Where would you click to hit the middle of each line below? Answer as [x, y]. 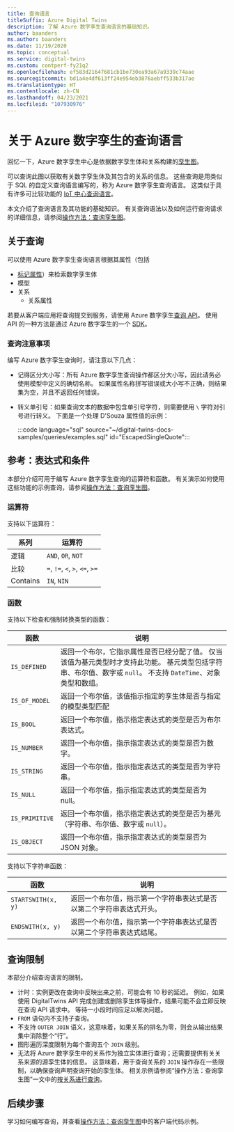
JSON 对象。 [81, 848]
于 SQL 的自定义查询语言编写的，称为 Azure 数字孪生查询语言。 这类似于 [111, 184]
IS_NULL [23, 795]
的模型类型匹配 [85, 707]
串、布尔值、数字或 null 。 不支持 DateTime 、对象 [140, 673]
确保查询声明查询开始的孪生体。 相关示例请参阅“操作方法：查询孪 [130, 1071]
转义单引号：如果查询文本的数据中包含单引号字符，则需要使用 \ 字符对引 [121, 407]
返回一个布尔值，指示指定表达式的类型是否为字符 [141, 767]
